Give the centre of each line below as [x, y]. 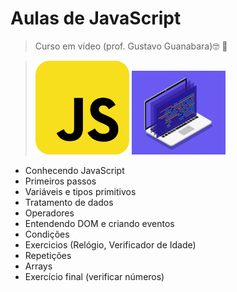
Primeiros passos [60, 181]
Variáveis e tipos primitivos [80, 191]
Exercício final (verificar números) [94, 276]
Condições [47, 234]
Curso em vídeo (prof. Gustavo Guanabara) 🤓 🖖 [131, 46]
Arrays [38, 266]
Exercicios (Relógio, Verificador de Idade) [110, 244]
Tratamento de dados [69, 202]
